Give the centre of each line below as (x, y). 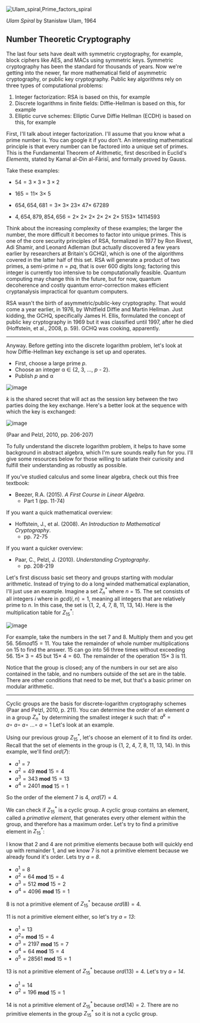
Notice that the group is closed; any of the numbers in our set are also (92, 667)
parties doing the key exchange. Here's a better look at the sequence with (97, 405)
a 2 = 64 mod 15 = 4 (39, 876)
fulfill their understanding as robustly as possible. (67, 465)
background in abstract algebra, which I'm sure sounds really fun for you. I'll (100, 452)
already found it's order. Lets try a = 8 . (54, 857)
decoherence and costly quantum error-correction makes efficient (87, 285)
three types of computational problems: (55, 85)
